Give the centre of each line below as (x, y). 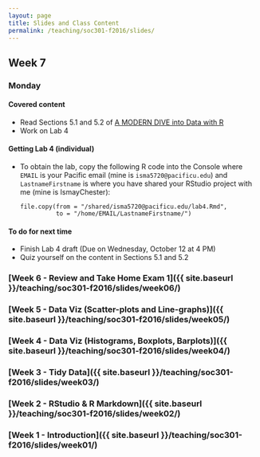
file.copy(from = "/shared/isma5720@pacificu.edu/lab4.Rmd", (124, 207)
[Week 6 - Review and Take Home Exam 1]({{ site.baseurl (121, 278)
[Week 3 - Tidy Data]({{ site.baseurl (79, 372)
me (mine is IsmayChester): (65, 192)
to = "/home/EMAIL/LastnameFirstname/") (124, 214)
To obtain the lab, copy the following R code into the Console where (131, 167)
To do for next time (40, 231)
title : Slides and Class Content (64, 23)
